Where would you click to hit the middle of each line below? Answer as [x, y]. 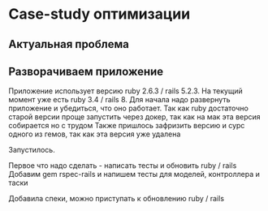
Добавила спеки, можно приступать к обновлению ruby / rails [117, 199]
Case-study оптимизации [99, 14]
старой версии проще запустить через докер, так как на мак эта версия [135, 117]
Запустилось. [32, 150]
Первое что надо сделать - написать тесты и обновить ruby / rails [123, 166]
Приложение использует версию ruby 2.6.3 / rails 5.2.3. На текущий [125, 91]
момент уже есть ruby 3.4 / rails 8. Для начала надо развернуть [119, 100]
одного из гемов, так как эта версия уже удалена [95, 134]
